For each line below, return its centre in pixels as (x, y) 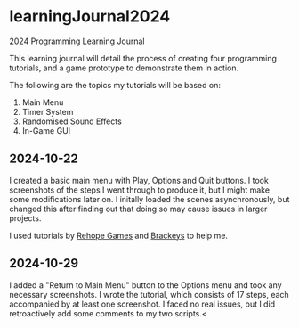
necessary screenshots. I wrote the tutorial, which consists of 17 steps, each (149, 294)
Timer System (48, 111)
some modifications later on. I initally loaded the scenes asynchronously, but (149, 199)
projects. (25, 218)
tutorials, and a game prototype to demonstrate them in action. (124, 68)
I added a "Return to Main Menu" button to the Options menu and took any (145, 285)
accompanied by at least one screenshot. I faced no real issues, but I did (142, 304)
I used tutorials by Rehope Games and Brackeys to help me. (119, 235)
